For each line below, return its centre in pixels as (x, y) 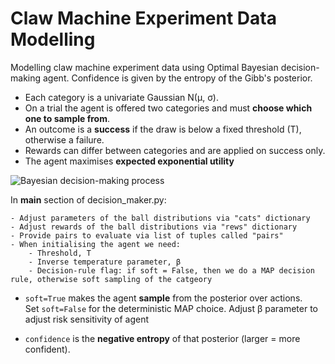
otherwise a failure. (64, 139)
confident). (47, 349)
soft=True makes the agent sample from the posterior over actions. (163, 298)
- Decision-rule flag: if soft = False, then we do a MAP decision (171, 270)
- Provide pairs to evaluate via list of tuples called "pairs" (147, 235)
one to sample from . (67, 118)
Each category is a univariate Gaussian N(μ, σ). (122, 97)
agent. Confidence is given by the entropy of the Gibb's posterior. (177, 78)
